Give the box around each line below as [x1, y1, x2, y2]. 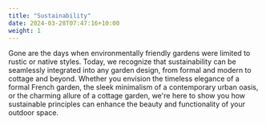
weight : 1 [8, 26, 42, 34]
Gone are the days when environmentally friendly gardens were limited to [8, 49, 251, 58]
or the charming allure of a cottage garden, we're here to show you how [8, 91, 246, 101]
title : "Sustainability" [8, 11, 91, 20]
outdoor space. [8, 108, 58, 118]
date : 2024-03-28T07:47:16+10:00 [8, 19, 120, 27]
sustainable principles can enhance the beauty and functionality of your [8, 99, 246, 109]
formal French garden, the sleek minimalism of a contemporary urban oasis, [8, 82, 259, 92]
